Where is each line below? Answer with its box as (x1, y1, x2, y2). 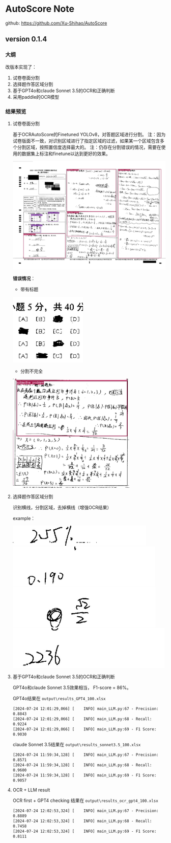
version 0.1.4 (5, 35, 47, 44)
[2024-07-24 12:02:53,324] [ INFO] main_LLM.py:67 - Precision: (12, 808, 159, 813)
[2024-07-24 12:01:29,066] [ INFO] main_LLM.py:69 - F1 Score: (12, 726, 157, 732)
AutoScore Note (5, 3, 75, 15)
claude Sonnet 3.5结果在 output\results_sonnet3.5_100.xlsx (12, 741, 141, 747)
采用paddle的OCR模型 (12, 94, 60, 100)
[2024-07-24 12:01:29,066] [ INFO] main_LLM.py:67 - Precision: (12, 706, 159, 711)
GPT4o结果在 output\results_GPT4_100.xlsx (12, 695, 106, 701)
